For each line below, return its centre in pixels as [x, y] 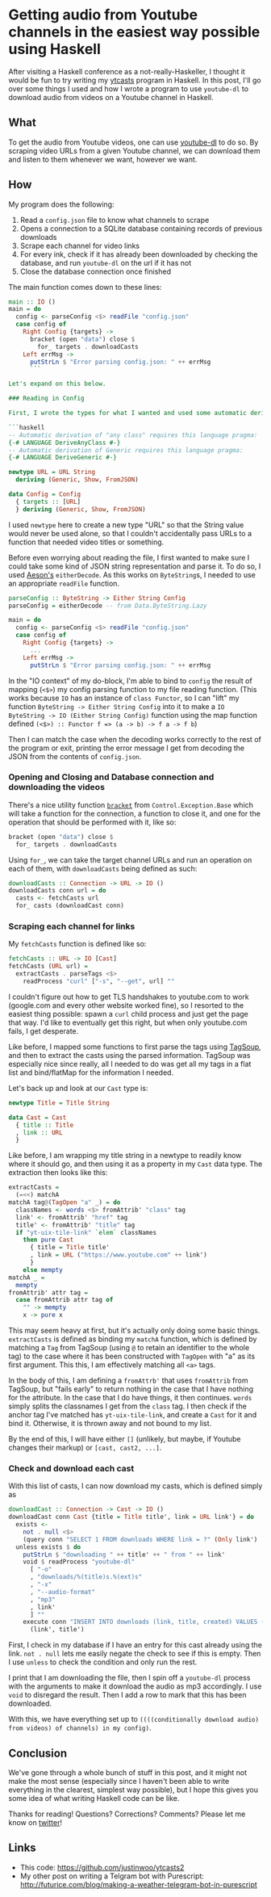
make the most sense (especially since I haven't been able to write [119, 1782]
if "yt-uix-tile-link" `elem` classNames [86, 1232]
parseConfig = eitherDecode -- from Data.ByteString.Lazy [108, 606]
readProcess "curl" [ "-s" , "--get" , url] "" [99, 982]
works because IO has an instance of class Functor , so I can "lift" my [124, 698]
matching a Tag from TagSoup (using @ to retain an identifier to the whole [129, 1348]
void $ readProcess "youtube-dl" [79, 1562]
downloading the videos [56, 787]
